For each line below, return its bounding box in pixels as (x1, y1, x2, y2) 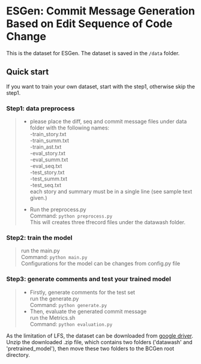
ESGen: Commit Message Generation (6, 4, 195, 18)
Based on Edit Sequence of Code (6, 17, 173, 31)
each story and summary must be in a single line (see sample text (29, 188, 193, 195)
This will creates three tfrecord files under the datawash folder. (29, 219, 186, 226)
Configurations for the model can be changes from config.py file (20, 260, 181, 267)
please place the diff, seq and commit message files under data (29, 118, 187, 125)
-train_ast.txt (29, 143, 62, 151)
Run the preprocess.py (29, 206, 86, 213)
